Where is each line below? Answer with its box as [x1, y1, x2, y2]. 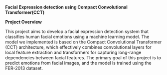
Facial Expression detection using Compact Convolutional [5, 4, 128, 10]
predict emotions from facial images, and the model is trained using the [5, 60, 152, 66]
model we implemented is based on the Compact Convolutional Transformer [5, 39, 162, 45]
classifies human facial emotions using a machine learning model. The [5, 34, 150, 39]
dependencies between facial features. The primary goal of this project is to [5, 55, 161, 61]
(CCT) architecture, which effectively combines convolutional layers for [5, 44, 152, 50]
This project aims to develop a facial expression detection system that [5, 29, 149, 34]
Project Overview [5, 19, 42, 25]
